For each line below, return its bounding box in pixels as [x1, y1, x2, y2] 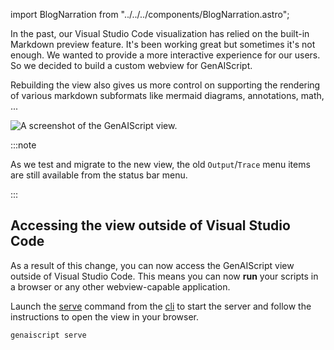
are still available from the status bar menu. [10, 169, 188, 181]
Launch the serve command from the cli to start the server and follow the [10, 300, 312, 312]
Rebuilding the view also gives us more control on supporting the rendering [10, 79, 321, 91]
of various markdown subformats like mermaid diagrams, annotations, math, [10, 90, 325, 101]
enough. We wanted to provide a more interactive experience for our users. [10, 49, 321, 61]
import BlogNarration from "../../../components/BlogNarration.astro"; [10, 9, 290, 20]
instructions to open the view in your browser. [10, 310, 200, 323]
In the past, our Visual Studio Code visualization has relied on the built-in [10, 28, 310, 39]
